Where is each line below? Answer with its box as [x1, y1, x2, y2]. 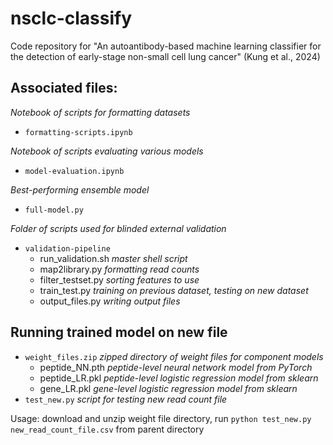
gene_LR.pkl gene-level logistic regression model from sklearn [39, 382, 298, 394]
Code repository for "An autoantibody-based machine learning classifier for [10, 40, 322, 52]
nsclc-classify [10, 7, 133, 30]
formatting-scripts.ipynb [24, 127, 133, 137]
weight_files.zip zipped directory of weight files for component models [24, 350, 324, 362]
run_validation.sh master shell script [39, 252, 188, 264]
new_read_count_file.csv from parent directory [10, 423, 205, 435]
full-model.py [24, 205, 84, 215]
